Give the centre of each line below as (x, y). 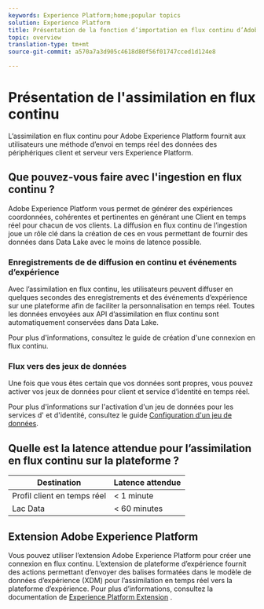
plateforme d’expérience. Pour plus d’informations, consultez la (111, 589)
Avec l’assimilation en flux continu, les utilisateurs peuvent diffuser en (121, 289)
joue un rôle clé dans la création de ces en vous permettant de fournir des (128, 233)
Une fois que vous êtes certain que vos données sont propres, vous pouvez (131, 383)
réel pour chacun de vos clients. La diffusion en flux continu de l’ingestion (128, 225)
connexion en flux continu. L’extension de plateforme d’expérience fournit (127, 563)
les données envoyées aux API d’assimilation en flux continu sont (114, 314)
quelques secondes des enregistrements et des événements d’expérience (128, 297)
